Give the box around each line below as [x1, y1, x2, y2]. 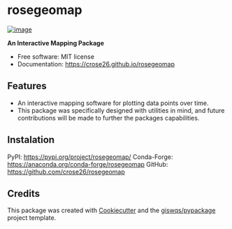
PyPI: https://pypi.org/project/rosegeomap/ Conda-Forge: [7, 153, 173, 161]
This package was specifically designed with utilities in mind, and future [17, 106, 225, 114]
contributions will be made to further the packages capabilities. [17, 113, 200, 122]
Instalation [7, 134, 55, 146]
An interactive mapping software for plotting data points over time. [17, 99, 209, 107]
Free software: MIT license [17, 52, 94, 61]
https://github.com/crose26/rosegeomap [7, 167, 126, 176]
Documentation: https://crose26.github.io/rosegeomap [17, 60, 175, 68]
